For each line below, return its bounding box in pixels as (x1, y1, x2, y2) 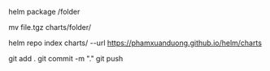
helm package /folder (8, 7, 81, 16)
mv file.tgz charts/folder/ (8, 23, 92, 31)
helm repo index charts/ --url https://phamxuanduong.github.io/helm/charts (8, 38, 263, 48)
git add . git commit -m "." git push (8, 54, 124, 63)
